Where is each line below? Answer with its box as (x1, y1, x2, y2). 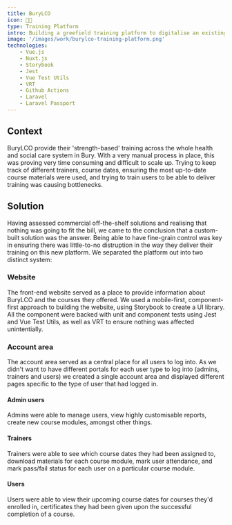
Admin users (7, 395, 45, 404)
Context (7, 126, 43, 137)
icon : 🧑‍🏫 (7, 17, 32, 23)
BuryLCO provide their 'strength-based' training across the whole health (7, 143, 213, 152)
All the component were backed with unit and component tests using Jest (7, 310, 217, 318)
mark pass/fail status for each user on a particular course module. (7, 464, 195, 473)
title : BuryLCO (7, 10, 51, 17)
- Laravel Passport (19, 100, 76, 107)
